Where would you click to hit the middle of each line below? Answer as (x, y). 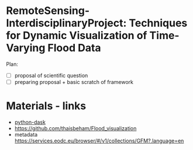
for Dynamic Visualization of (77, 36)
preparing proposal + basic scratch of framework (74, 82)
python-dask (30, 122)
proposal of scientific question (51, 75)
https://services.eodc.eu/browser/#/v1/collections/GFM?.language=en (99, 141)
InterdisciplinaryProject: (66, 23)
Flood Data (74, 48)
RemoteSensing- (48, 11)
